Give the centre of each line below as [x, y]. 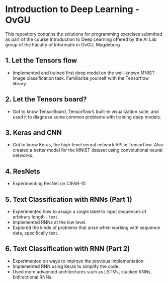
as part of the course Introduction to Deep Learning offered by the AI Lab [81, 39]
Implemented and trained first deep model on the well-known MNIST [83, 73]
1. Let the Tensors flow [41, 61]
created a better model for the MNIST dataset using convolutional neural [87, 150]
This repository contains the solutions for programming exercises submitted [84, 34]
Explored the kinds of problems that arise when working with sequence [86, 228]
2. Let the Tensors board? [46, 99]
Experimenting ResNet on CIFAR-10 [49, 184]
